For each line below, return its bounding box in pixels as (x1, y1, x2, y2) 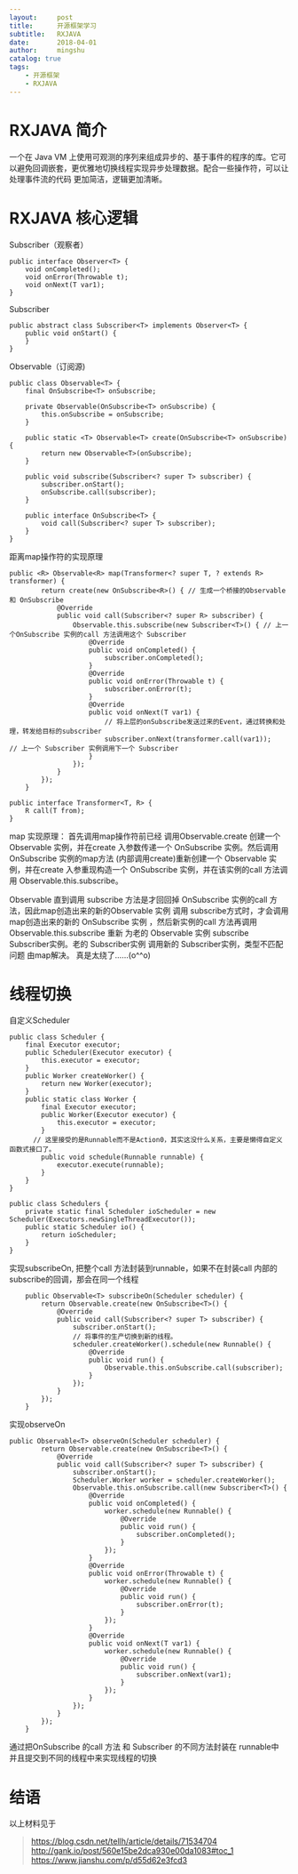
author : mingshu (9, 46, 86, 55)
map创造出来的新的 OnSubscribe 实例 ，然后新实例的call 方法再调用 (9, 916, 257, 927)
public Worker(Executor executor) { (41, 1111, 176, 1120)
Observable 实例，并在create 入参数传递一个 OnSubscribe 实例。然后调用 (9, 841, 279, 852)
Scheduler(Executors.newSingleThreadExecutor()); (9, 1215, 197, 1224)
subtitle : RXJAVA (9, 29, 82, 38)
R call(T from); (25, 806, 86, 815)
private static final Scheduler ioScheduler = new (25, 1207, 216, 1217)
